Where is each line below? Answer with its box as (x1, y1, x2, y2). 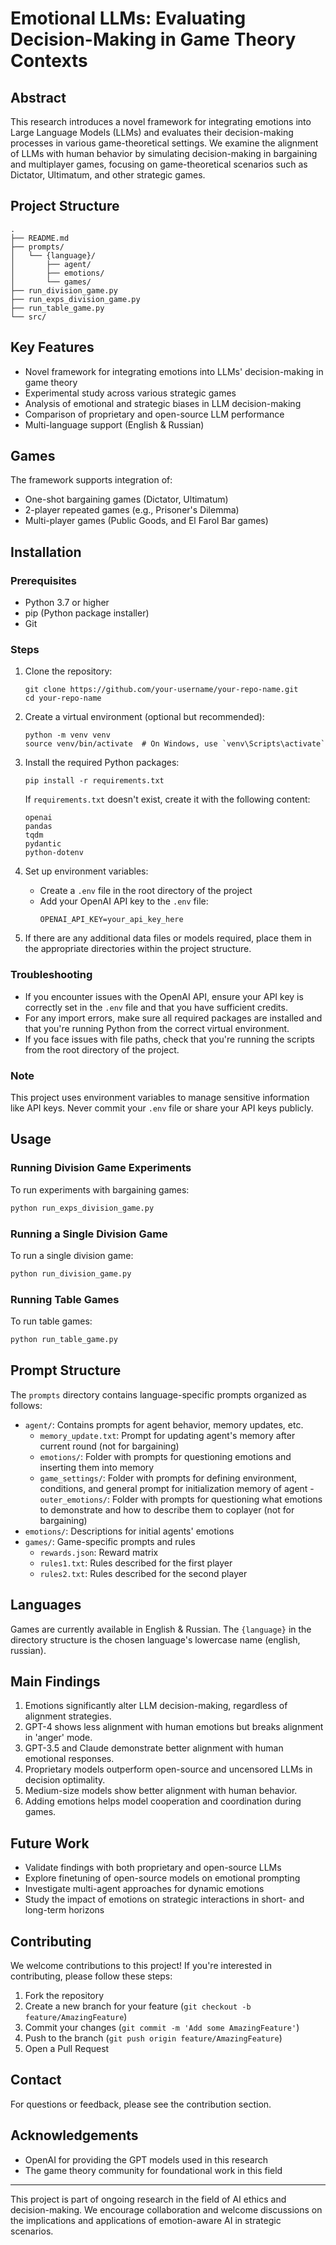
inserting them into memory (39, 1461, 155, 1473)
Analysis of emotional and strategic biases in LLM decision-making (24, 397, 302, 409)
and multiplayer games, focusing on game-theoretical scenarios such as (10, 158, 308, 170)
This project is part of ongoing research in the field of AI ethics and (10, 2193, 287, 2205)
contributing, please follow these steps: (10, 1970, 173, 1982)
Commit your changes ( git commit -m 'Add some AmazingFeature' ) (24, 2021, 300, 2033)
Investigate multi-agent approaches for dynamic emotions (24, 1883, 265, 1895)
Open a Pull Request (24, 2042, 110, 2054)
